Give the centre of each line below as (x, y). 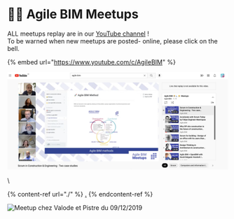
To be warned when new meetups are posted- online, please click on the (113, 41)
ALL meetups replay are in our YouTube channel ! (78, 34)
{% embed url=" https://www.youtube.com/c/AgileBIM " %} (92, 62)
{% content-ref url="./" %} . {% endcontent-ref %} (80, 195)
